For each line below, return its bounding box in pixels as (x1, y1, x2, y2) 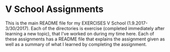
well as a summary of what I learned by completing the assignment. (5, 41, 147, 47)
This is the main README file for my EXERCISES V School (5, 20, 126, 26)
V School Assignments (5, 3, 104, 15)
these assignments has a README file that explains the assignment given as (5, 36, 165, 42)
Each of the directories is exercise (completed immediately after (31, 25, 165, 31)
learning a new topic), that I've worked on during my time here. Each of (5, 30, 154, 36)
